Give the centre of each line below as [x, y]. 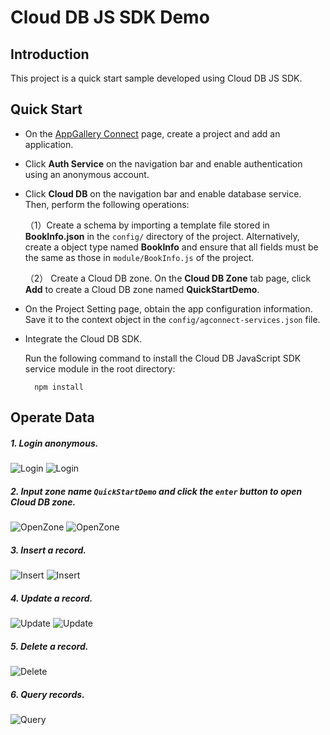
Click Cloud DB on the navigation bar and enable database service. [163, 193]
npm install [59, 387]
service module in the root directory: [100, 368]
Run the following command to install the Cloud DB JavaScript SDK [163, 358]
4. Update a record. [51, 598]
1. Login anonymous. [54, 443]
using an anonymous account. [87, 174]
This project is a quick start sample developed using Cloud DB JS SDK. [156, 78]
